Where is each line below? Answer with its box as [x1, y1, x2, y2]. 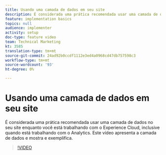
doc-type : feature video [5, 35, 56, 40]
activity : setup [5, 30, 39, 35]
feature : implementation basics [5, 16, 72, 21]
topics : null [5, 21, 32, 26]
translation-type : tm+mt [5, 48, 56, 53]
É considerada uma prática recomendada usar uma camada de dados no [5, 119, 153, 125]
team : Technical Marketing [5, 39, 61, 44]
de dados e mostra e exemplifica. [5, 135, 73, 141]
